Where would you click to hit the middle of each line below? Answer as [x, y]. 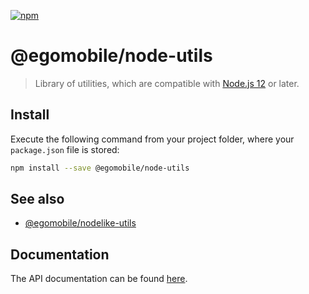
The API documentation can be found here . [99, 279]
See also [37, 199]
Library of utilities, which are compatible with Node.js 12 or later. [167, 83]
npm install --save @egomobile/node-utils [100, 168]
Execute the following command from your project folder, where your [152, 139]
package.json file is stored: [65, 149]
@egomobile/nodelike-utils [80, 223]
